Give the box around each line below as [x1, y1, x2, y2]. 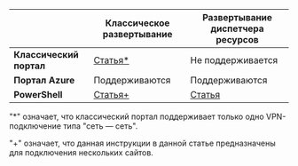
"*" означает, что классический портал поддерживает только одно [9, 111, 264, 122]
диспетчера [210, 22, 264, 35]
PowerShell [13, 89, 63, 100]
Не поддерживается [190, 54, 278, 66]
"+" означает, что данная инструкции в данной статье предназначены [9, 138, 277, 148]
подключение [9, 121, 62, 131]
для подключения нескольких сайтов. [9, 147, 153, 158]
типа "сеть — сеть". [63, 121, 138, 131]
